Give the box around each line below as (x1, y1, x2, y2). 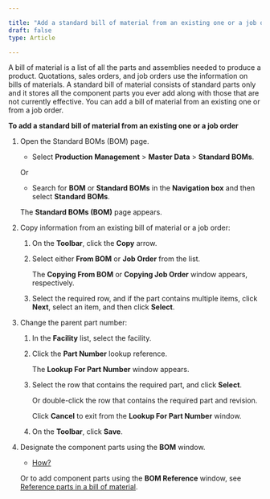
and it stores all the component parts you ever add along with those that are (8, 88, 260, 98)
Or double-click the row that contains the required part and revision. (31, 395, 258, 406)
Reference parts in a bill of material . (19, 482, 138, 492)
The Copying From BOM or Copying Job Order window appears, (31, 270, 247, 280)
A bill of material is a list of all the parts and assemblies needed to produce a (8, 63, 261, 72)
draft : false (8, 26, 52, 35)
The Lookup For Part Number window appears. (31, 365, 190, 374)
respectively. (31, 278, 75, 288)
